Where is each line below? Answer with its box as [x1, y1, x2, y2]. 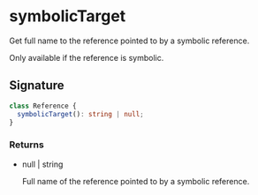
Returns [9, 139, 44, 151]
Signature [9, 78, 64, 94]
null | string [21, 159, 64, 169]
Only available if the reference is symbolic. [9, 52, 164, 63]
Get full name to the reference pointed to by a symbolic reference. [9, 35, 250, 46]
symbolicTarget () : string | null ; [17, 109, 144, 118]
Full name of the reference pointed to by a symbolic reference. [21, 176, 250, 186]
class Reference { [9, 101, 77, 110]
